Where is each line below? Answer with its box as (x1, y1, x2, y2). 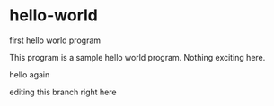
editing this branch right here (9, 86, 117, 97)
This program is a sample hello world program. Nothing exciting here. (9, 52, 266, 62)
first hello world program (9, 35, 102, 45)
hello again (9, 69, 50, 80)
